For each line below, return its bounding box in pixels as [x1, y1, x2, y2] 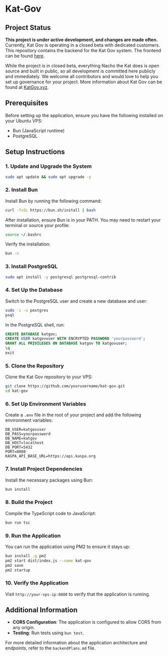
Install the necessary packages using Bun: [5, 477, 93, 483]
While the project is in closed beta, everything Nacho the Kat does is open [5, 63, 159, 68]
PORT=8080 [5, 449, 26, 454]
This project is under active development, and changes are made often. [5, 37, 158, 43]
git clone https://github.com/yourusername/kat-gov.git [5, 384, 125, 389]
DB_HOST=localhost [5, 441, 44, 446]
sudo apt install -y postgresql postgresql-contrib [5, 274, 116, 279]
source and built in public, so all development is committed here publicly [5, 68, 155, 74]
